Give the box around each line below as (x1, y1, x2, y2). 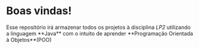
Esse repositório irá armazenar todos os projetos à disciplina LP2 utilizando (6, 24, 191, 31)
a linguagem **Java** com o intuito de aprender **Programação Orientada (6, 30, 194, 37)
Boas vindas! (6, 4, 72, 18)
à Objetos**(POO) (6, 36, 52, 43)
